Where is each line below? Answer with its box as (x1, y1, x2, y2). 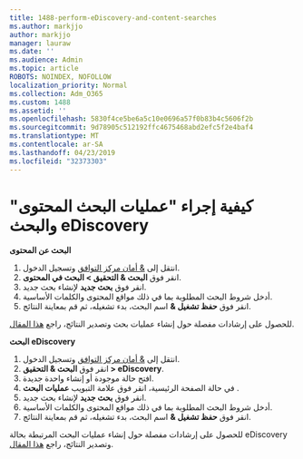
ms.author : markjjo (9, 22, 83, 31)
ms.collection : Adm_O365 (9, 89, 103, 98)
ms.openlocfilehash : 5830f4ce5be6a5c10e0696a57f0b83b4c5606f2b (9, 114, 254, 123)
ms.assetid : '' (9, 106, 67, 115)
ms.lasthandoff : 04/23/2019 (9, 148, 116, 157)
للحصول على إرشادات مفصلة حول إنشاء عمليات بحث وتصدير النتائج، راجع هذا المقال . (9, 318, 295, 329)
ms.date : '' (9, 47, 54, 56)
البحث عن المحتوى (9, 245, 72, 256)
